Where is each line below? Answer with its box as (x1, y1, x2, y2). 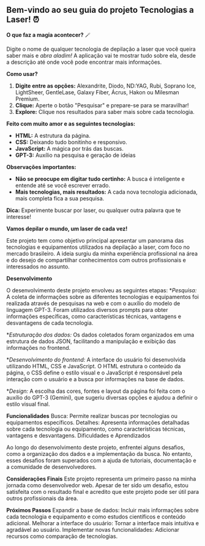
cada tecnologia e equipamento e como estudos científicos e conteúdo (6, 513, 186, 520)
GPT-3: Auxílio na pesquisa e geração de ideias (15, 151, 136, 159)
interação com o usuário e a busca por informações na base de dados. (6, 375, 185, 382)
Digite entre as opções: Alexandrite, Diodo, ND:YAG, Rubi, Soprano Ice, (15, 82, 196, 89)
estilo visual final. (6, 400, 50, 408)
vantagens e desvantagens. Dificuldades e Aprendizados (6, 431, 151, 439)
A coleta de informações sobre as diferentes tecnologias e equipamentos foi (6, 293, 199, 300)
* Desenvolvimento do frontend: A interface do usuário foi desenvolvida (6, 355, 186, 363)
